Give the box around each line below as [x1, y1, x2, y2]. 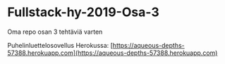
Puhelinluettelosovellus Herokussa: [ [7, 41, 113, 49]
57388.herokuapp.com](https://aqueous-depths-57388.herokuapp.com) [7, 49, 218, 57]
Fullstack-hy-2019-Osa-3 [7, 4, 160, 20]
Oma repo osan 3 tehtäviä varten [7, 27, 103, 36]
